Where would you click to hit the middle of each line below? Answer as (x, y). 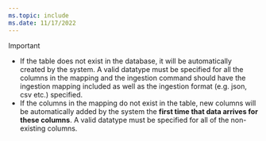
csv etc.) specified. (51, 94)
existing (33, 128)
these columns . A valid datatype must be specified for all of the (124, 120)
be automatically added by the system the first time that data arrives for (139, 111)
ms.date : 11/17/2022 (42, 23)
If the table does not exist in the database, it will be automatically (126, 61)
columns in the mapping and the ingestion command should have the (133, 78)
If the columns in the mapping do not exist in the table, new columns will (138, 103)
